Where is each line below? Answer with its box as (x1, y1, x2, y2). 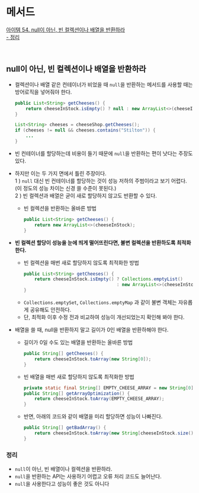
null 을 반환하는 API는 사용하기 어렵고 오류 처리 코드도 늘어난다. (14, 473, 162, 480)
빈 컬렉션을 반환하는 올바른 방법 (23, 204, 97, 212)
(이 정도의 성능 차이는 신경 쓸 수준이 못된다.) (14, 184, 117, 191)
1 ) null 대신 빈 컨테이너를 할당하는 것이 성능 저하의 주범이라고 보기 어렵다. (14, 177, 188, 184)
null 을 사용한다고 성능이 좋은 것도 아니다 (14, 481, 110, 488)
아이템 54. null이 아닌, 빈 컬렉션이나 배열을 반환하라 (6, 26, 126, 33)
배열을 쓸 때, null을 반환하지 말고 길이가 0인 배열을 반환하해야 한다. (14, 326, 169, 333)
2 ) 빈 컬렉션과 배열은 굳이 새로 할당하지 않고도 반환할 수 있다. (14, 192, 157, 199)
